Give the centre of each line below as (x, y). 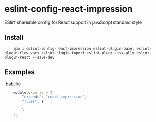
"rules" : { (33, 102)
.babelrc (13, 84)
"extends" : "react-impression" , (55, 97)
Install (14, 38)
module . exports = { (33, 92)
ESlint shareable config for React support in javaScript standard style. (74, 22)
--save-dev (43, 57)
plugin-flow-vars (22, 53)
